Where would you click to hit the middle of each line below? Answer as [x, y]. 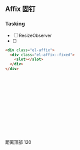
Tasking [15, 24]
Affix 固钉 [20, 9]
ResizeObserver [35, 35]
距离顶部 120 [18, 142]
